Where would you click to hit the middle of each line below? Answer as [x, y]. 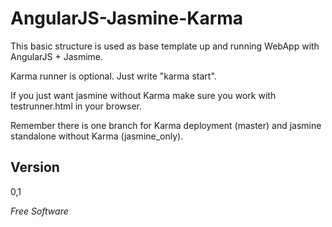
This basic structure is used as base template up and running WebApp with [165, 46]
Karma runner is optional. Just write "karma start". [113, 76]
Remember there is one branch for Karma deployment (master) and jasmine [166, 125]
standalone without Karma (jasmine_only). [97, 136]
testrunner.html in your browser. [76, 106]
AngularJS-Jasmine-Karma [127, 18]
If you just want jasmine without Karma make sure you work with [143, 95]
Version [35, 167]
